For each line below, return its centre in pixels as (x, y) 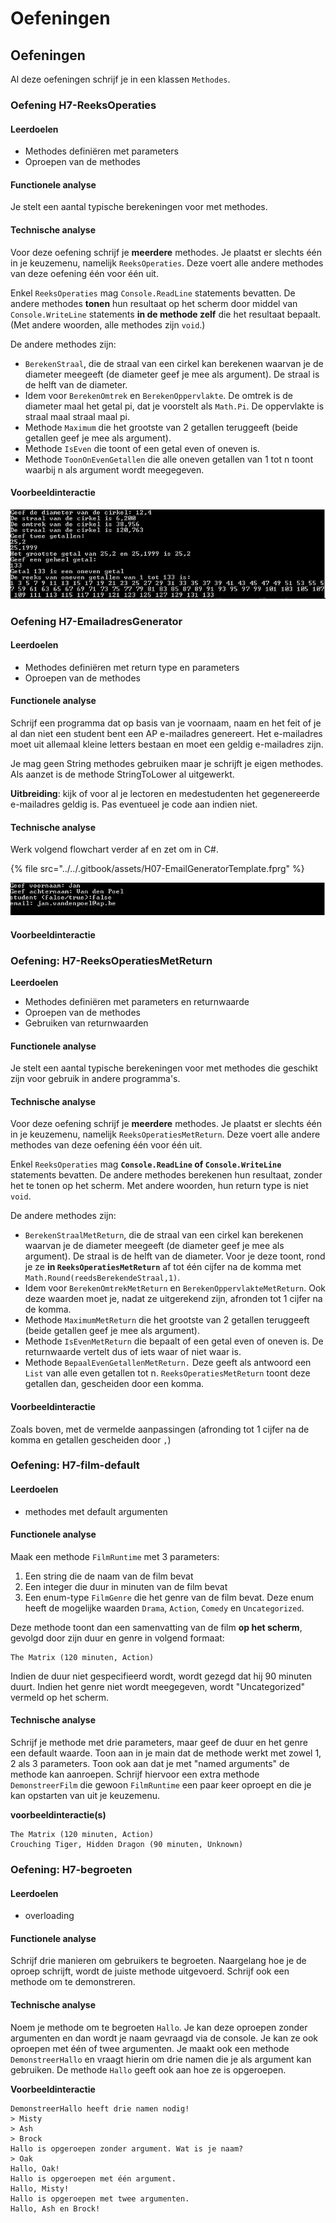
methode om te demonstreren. (73, 1982)
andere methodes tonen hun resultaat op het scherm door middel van (154, 303)
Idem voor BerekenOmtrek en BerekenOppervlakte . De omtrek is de (159, 395)
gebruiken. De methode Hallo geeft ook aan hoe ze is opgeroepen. (148, 2069)
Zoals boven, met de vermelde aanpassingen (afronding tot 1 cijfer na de (160, 1429)
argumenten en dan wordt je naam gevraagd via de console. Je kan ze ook (164, 2038)
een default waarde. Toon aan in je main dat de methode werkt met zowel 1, (166, 1753)
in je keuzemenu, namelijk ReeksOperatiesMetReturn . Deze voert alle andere (165, 1134)
